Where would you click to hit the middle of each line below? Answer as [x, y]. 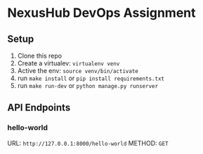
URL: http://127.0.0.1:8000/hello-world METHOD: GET [88, 143]
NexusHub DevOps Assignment [101, 13]
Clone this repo [39, 56]
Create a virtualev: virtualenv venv [68, 63]
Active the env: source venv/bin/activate [78, 71]
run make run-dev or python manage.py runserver [88, 85]
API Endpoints [39, 108]
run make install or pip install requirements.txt [91, 78]
